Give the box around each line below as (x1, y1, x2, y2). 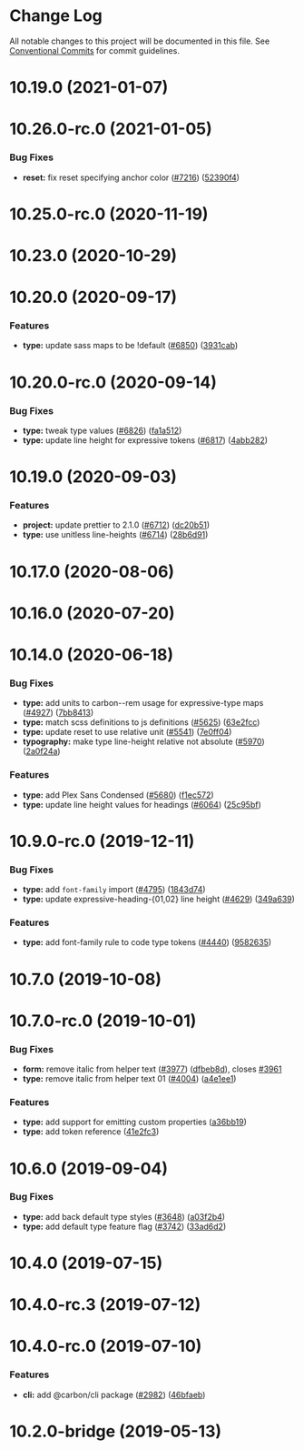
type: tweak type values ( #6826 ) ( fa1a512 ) (22, 425, 182, 436)
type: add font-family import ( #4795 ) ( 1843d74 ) (22, 884, 206, 895)
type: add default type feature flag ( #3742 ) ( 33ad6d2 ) (22, 1221, 227, 1232)
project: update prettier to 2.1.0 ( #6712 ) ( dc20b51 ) (22, 519, 211, 530)
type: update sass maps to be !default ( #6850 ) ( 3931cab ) (22, 340, 239, 351)
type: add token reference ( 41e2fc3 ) (22, 1126, 160, 1137)
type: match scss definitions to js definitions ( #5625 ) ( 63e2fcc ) (22, 717, 260, 728)
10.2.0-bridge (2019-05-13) (9, 1421, 222, 1442)
